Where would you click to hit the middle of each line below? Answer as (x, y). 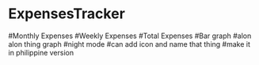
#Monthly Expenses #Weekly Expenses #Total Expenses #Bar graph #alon (130, 36)
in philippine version (41, 52)
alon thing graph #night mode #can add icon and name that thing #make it (129, 44)
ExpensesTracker (67, 14)
